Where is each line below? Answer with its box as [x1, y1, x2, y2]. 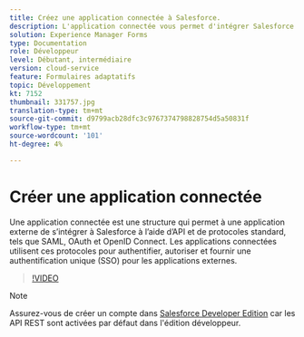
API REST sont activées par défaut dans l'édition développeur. [9, 317, 241, 328]
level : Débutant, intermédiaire [9, 55, 132, 64]
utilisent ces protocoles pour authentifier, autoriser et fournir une [9, 246, 251, 256]
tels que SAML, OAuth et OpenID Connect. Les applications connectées [9, 236, 277, 246]
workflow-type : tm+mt [9, 123, 92, 132]
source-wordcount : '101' [9, 131, 103, 140]
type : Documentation [9, 38, 88, 48]
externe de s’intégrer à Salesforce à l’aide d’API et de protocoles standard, [9, 226, 287, 236]
